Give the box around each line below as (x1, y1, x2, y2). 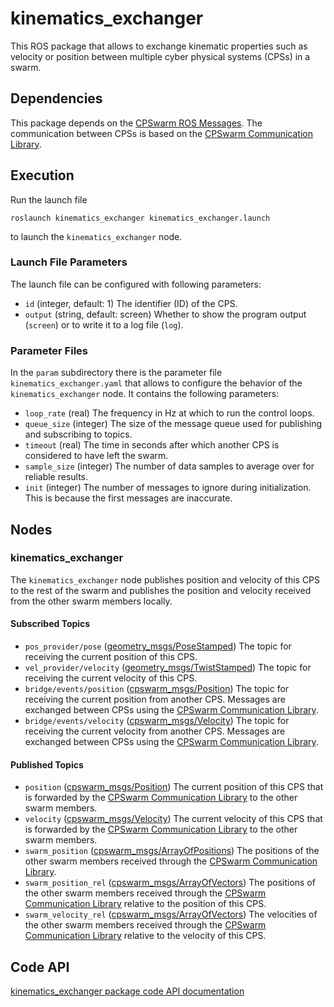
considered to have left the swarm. (24, 450, 169, 462)
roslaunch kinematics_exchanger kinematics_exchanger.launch (10, 213, 271, 223)
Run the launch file (10, 193, 88, 206)
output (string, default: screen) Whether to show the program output (24, 308, 307, 320)
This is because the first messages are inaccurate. (24, 492, 233, 504)
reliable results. (24, 471, 89, 483)
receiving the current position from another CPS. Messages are (24, 693, 286, 706)
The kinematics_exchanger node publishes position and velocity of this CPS (10, 573, 321, 586)
